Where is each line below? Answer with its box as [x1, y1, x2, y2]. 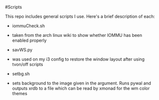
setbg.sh [12, 71, 30, 77]
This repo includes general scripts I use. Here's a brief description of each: [5, 14, 155, 19]
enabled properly [12, 37, 47, 43]
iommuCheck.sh [12, 23, 45, 29]
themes [12, 91, 28, 96]
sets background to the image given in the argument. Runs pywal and [12, 80, 151, 86]
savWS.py [12, 47, 33, 52]
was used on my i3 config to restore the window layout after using [12, 56, 145, 62]
